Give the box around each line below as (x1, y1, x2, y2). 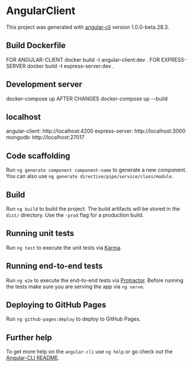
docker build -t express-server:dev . (27, 62, 114, 69)
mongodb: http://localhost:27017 (6, 134, 85, 141)
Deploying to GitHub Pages (6, 300, 107, 310)
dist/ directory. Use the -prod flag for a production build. (6, 211, 144, 218)
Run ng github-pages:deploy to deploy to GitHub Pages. (6, 315, 141, 322)
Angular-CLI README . (6, 354, 60, 362)
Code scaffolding (6, 151, 70, 161)
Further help (6, 332, 53, 342)
